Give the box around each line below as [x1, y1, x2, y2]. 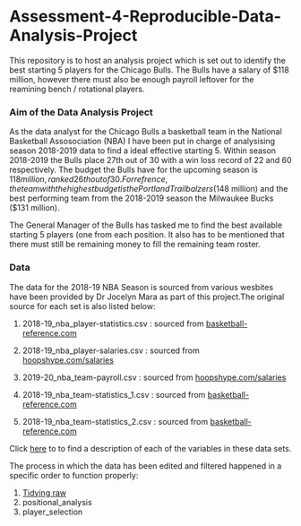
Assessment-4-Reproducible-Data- [9, 6, 282, 27]
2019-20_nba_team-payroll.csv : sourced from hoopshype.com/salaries [21, 372, 287, 383]
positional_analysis [21, 496, 92, 507]
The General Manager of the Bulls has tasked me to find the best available [9, 220, 283, 230]
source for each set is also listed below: [9, 300, 156, 311]
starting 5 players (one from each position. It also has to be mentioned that [9, 229, 285, 240]
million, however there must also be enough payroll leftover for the [9, 73, 254, 84]
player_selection [21, 506, 83, 517]
